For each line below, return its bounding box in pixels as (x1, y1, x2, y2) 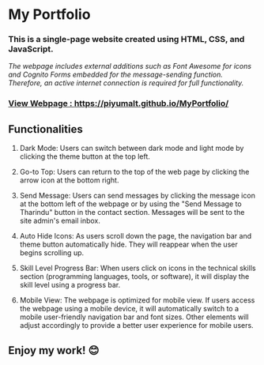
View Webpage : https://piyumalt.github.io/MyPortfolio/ (8, 98, 229, 109)
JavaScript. (8, 43, 54, 55)
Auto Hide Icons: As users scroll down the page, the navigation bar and (19, 231, 251, 241)
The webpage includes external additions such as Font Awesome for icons (8, 62, 251, 71)
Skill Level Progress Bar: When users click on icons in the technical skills (19, 263, 256, 273)
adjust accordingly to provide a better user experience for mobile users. (19, 321, 255, 330)
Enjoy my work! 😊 (8, 344, 100, 357)
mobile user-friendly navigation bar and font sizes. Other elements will (19, 312, 249, 322)
